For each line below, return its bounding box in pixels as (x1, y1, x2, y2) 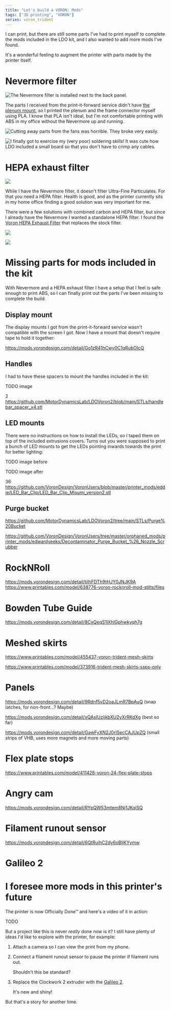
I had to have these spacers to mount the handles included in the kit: (5, 373, 150, 379)
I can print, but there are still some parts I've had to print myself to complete (5, 31, 165, 37)
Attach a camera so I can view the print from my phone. (12, 944, 130, 950)
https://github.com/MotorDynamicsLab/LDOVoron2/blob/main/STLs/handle (5, 398, 164, 404)
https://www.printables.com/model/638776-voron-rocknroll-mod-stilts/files (5, 584, 165, 590)
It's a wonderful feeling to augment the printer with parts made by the (5, 52, 152, 58)
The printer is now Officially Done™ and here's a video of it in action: (5, 909, 149, 915)
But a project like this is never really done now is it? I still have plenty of (5, 929, 155, 935)
